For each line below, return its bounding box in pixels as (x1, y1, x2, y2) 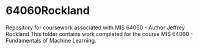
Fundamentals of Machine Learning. (5, 37, 96, 44)
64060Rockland (5, 4, 90, 18)
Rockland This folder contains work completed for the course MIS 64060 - (5, 30, 194, 37)
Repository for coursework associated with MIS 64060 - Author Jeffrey (5, 24, 186, 31)
